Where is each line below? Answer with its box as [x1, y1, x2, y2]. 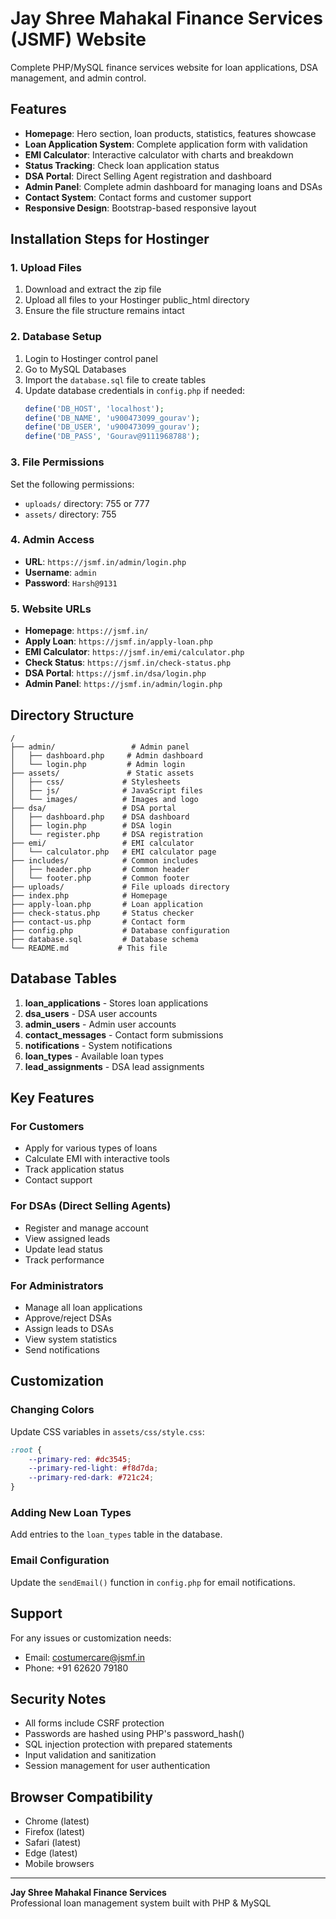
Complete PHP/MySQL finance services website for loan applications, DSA [10, 61, 319, 73]
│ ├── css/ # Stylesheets [10, 777, 182, 787]
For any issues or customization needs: [10, 1632, 172, 1644]
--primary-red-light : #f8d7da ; [28, 1463, 159, 1474]
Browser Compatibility [10, 1788, 153, 1806]
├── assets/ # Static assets [10, 768, 195, 778]
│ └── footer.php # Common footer [10, 873, 190, 883]
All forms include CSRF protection [24, 1717, 165, 1729]
